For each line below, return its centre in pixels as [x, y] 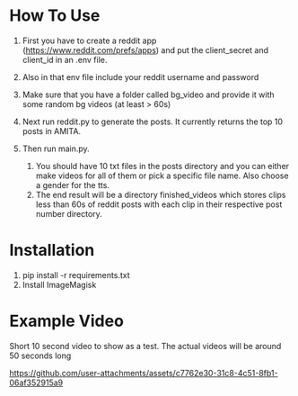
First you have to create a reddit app [89, 40]
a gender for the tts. [73, 184]
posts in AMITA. [52, 130]
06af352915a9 [36, 382]
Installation [52, 251]
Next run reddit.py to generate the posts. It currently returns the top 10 [153, 121]
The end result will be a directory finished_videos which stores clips [161, 194]
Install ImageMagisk [59, 284]
